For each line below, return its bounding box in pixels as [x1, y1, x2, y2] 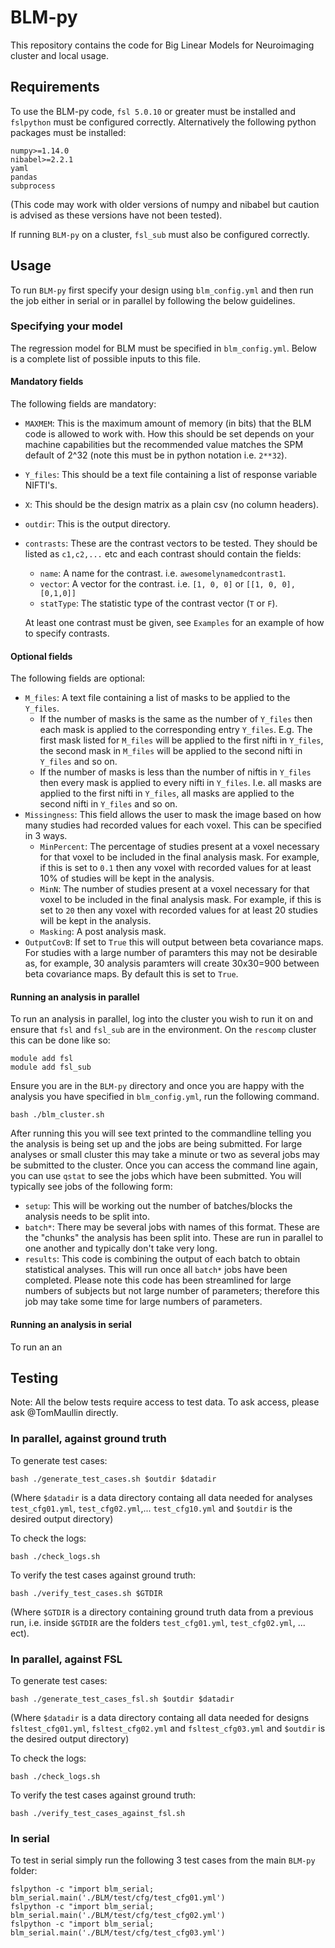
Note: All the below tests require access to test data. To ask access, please [10, 1396, 320, 1408]
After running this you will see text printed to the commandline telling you [10, 1127, 312, 1140]
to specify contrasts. [24, 627, 110, 640]
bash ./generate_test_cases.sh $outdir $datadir [10, 1474, 217, 1484]
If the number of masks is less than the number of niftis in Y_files [39, 766, 312, 778]
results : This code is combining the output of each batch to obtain [24, 1253, 301, 1265]
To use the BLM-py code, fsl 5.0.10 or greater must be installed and [10, 105, 296, 117]
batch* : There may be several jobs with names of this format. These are [24, 1221, 320, 1233]
